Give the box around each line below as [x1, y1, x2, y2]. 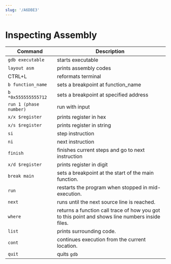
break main [8, 173, 34, 179]
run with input [56, 103, 90, 110]
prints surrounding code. [56, 227, 116, 235]
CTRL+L [8, 73, 27, 80]
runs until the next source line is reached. [56, 199, 156, 206]
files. [56, 219, 69, 226]
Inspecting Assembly [5, 29, 97, 41]
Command [17, 48, 43, 55]
